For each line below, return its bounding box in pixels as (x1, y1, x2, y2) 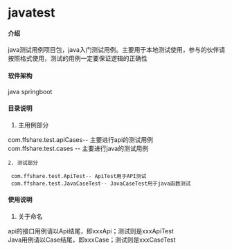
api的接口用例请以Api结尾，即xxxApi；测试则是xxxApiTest (8, 227, 174, 235)
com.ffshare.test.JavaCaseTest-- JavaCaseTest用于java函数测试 (10, 180, 191, 187)
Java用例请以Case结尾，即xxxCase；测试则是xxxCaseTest (8, 235, 176, 244)
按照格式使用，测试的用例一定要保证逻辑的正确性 (8, 54, 148, 63)
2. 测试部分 (8, 159, 39, 166)
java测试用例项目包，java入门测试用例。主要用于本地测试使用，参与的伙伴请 (8, 46, 226, 54)
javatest (8, 5, 55, 21)
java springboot (8, 87, 53, 96)
